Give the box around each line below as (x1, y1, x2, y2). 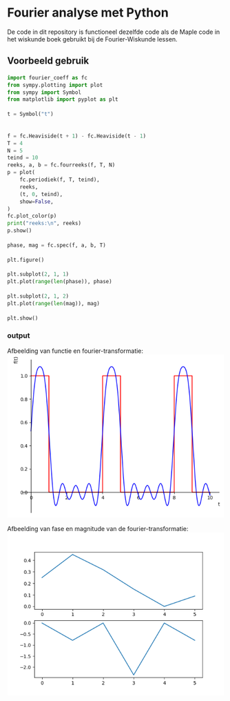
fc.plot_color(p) (7, 213, 57, 220)
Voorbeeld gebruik (7, 55, 90, 67)
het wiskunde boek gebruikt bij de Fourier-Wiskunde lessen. (7, 35, 178, 43)
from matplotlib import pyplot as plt (7, 96, 118, 103)
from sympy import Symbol (7, 88, 81, 96)
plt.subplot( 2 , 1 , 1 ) (7, 271, 70, 278)
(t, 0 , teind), (19, 191, 63, 198)
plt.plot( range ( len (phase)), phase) (7, 278, 112, 285)
